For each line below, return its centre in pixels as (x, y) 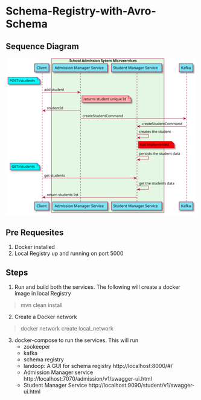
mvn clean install (41, 305)
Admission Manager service (58, 372)
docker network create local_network (67, 328)
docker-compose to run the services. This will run (76, 340)
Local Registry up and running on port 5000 (69, 253)
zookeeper (37, 346)
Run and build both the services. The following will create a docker (97, 287)
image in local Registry (43, 293)
